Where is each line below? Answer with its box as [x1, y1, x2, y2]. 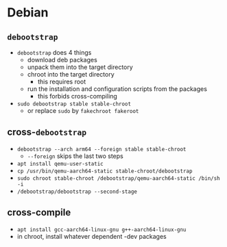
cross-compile [7, 207, 71, 218]
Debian [7, 5, 49, 21]
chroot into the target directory [27, 70, 115, 78]
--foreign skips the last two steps [27, 152, 123, 160]
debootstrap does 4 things [16, 49, 92, 56]
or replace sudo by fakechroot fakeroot [27, 107, 139, 114]
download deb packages [27, 56, 97, 64]
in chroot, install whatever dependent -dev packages [16, 232, 167, 240]
